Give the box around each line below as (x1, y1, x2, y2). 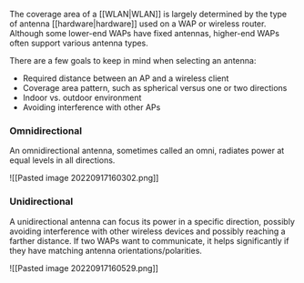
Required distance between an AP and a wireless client (22, 73, 229, 84)
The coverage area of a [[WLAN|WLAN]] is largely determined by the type (9, 9, 288, 19)
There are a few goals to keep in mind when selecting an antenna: (9, 56, 257, 66)
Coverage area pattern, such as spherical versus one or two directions (22, 83, 288, 93)
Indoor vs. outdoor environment (22, 92, 142, 103)
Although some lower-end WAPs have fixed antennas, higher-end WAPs (9, 28, 280, 38)
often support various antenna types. (9, 37, 148, 48)
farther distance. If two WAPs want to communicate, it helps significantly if (9, 235, 289, 246)
